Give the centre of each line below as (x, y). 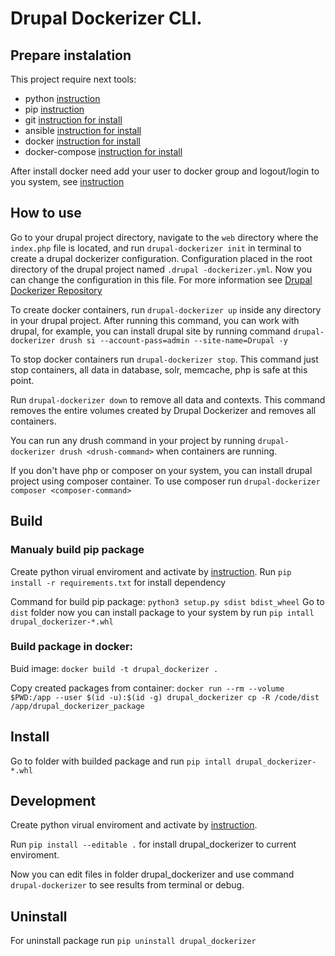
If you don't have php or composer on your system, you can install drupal (161, 470)
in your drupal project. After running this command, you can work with (155, 320)
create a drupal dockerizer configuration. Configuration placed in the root (161, 258)
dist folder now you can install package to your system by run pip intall (162, 612)
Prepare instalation (71, 55)
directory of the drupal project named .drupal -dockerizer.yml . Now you (161, 269)
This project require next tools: (73, 79)
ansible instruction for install (83, 130)
